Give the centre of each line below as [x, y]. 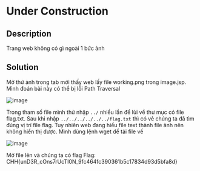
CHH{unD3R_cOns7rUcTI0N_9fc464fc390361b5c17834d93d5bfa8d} [92, 161]
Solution [22, 67]
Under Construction [58, 11]
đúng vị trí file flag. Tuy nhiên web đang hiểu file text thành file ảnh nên [95, 125]
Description [29, 34]
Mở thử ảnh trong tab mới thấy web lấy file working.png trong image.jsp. [96, 82]
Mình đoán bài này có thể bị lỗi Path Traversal [63, 88]
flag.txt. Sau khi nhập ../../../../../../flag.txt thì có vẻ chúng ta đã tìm [101, 118]
